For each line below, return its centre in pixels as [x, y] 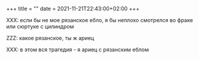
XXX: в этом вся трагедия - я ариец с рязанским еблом [78, 49]
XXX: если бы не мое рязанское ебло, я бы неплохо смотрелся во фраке [100, 20]
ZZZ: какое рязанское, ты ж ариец [50, 38]
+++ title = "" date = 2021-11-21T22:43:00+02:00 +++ [73, 9]
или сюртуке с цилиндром [40, 27]
